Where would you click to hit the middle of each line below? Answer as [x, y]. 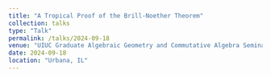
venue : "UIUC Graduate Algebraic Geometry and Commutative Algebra [124, 46]
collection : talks [39, 23]
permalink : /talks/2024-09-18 [59, 38]
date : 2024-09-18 [38, 53]
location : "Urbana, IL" [48, 61]
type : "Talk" [30, 30]
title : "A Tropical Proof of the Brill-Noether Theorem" [106, 16]
